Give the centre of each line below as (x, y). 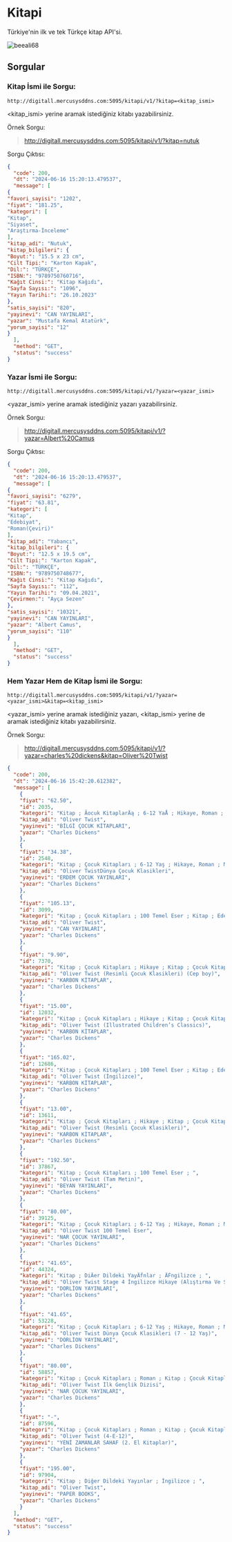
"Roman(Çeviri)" (30, 529)
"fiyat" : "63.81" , (33, 503)
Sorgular (26, 67)
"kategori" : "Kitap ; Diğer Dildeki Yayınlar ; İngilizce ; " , (113, 1481)
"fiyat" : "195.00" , (48, 1468)
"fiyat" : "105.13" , (48, 903)
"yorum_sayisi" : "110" (40, 631)
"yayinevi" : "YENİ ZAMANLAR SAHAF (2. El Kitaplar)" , (98, 1443)
